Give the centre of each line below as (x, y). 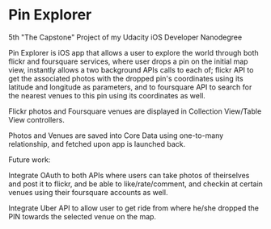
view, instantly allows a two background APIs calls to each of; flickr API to (131, 69)
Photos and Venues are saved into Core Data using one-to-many (116, 135)
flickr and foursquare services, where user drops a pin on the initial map (128, 61)
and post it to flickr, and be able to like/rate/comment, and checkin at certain (135, 184)
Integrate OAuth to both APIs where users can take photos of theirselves (129, 175)
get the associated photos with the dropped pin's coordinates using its (126, 78)
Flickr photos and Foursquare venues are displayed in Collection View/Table (135, 111)
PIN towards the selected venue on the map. (82, 216)
